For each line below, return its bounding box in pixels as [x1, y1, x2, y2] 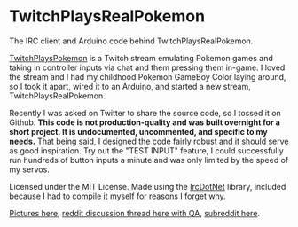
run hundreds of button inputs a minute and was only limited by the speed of [9, 154, 289, 165]
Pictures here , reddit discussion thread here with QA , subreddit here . [9, 207, 260, 218]
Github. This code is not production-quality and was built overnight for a [9, 117, 281, 128]
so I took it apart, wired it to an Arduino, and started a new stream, [9, 81, 251, 91]
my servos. [9, 164, 51, 175]
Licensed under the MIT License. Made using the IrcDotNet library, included [9, 181, 286, 192]
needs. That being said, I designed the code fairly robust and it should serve [9, 136, 289, 146]
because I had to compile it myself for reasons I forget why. [9, 191, 226, 201]
